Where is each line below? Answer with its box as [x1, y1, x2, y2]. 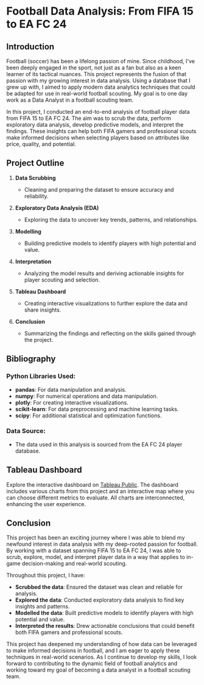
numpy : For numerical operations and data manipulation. [15, 392, 158, 400]
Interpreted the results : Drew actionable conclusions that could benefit [15, 622, 195, 630]
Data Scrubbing [15, 174, 56, 181]
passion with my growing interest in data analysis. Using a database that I [6, 77, 191, 84]
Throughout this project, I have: [6, 572, 85, 579]
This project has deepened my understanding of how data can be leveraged [6, 641, 197, 648]
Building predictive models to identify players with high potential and [24, 239, 197, 247]
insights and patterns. [15, 603, 70, 610]
